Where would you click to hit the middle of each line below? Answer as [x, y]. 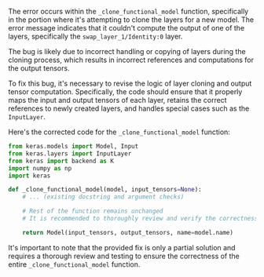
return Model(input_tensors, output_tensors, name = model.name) [128, 232]
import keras [29, 176]
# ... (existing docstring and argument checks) [103, 197]
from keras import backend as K [61, 161]
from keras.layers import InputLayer [70, 153]
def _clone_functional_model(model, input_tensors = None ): [105, 190]
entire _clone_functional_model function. [74, 264]
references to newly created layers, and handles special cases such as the [129, 108]
